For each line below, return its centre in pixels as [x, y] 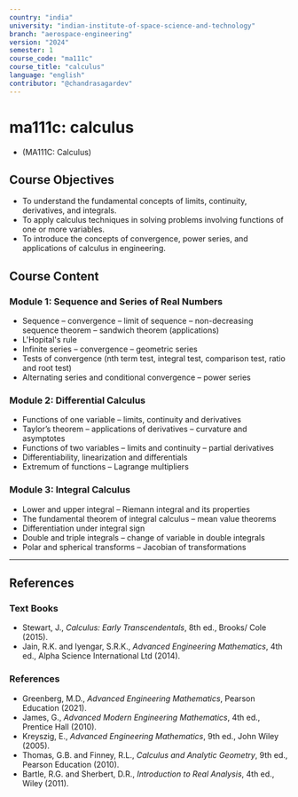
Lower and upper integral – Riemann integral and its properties [136, 509]
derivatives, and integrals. [69, 210]
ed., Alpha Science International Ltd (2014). [101, 656]
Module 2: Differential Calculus [78, 400]
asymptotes [43, 438]
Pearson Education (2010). [71, 764]
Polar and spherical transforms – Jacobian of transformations [134, 547]
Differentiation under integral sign [83, 528]
